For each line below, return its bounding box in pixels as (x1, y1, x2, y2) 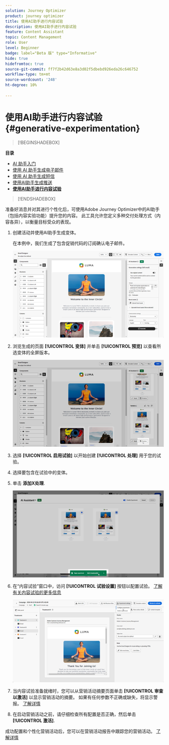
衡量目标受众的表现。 (29, 219, 74, 225)
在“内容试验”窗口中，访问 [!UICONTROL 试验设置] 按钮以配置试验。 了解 (12, 583, 162, 589)
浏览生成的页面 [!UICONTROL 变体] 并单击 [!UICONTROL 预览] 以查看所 (12, 343, 161, 349)
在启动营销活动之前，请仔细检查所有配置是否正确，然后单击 (12, 711, 136, 717)
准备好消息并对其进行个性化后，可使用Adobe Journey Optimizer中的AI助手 (5, 206, 160, 212)
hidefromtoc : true (5, 61, 44, 66)
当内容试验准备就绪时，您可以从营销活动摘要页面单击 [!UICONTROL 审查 (12, 688, 163, 694)
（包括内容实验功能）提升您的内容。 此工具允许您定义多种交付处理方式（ (5, 212, 156, 219)
